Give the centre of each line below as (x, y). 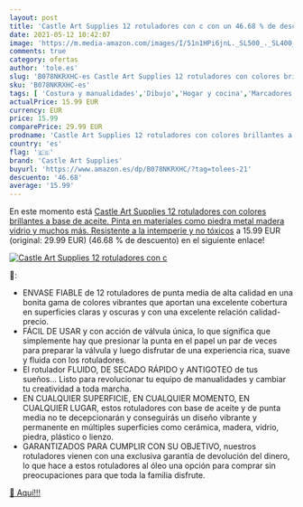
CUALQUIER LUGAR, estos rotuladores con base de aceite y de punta (151, 408)
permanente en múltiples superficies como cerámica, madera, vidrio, (151, 427)
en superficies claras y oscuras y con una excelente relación (135, 312)
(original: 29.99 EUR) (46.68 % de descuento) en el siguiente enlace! (137, 240)
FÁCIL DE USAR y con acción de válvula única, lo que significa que (146, 332)
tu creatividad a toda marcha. (77, 389)
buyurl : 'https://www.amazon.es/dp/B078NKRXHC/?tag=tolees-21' (131, 169)
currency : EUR (36, 110)
